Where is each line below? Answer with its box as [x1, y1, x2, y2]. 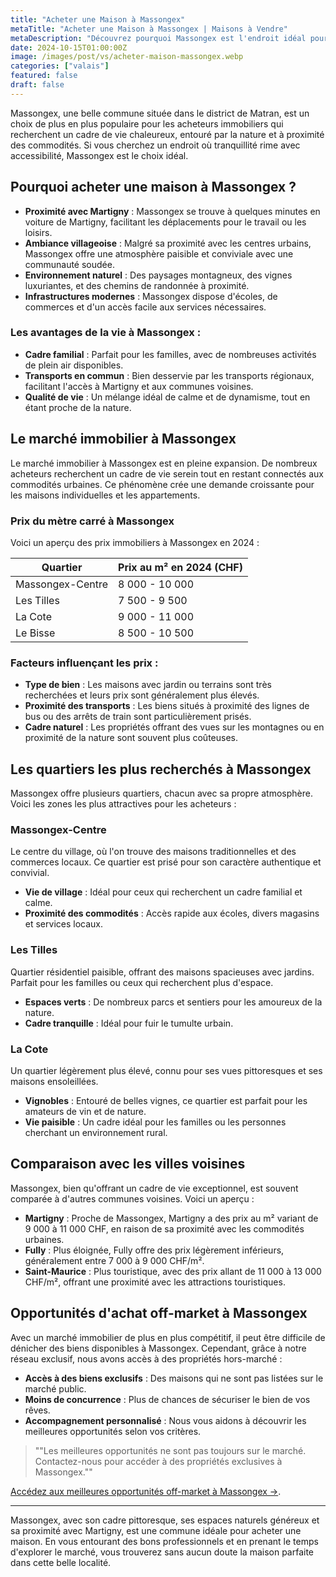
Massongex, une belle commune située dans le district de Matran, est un [10, 107, 310, 119]
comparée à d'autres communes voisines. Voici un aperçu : [10, 1192, 255, 1205]
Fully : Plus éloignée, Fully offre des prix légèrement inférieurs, [24, 1244, 285, 1256]
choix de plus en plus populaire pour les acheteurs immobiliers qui [10, 117, 284, 130]
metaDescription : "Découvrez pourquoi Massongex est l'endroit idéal [10, 33, 307, 43]
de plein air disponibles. [24, 359, 124, 371]
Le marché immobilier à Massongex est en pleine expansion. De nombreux [10, 457, 318, 469]
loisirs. [24, 226, 53, 238]
